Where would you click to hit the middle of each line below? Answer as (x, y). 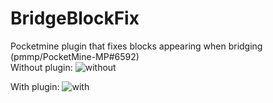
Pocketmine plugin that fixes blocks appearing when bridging (136, 46)
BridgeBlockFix (75, 18)
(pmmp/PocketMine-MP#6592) (75, 56)
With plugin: (35, 86)
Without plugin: (41, 67)
